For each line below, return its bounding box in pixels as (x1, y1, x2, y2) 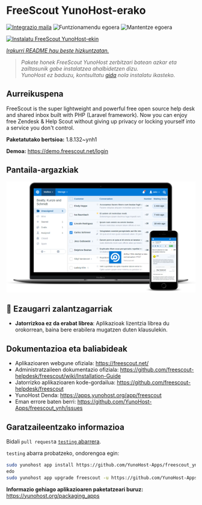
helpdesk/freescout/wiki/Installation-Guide (14, 372, 121, 380)
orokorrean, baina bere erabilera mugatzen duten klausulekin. (14, 326, 168, 333)
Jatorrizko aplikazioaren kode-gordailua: (14, 379, 116, 386)
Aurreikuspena (6, 89, 64, 99)
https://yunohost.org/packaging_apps (6, 492, 100, 499)
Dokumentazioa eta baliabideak (6, 343, 127, 354)
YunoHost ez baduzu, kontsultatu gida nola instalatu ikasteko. (20, 71, 176, 78)
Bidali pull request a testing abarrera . (6, 438, 101, 445)
